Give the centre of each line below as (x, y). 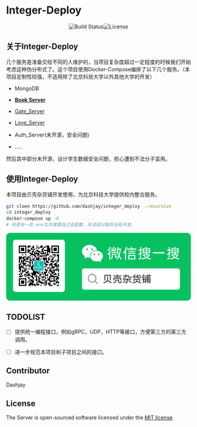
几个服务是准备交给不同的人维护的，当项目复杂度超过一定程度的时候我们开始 (98, 62)
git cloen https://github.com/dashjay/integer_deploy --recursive (89, 206)
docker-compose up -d (33, 219)
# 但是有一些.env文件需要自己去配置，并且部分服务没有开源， (71, 225)
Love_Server (30, 123)
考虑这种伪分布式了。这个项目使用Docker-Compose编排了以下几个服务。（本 (98, 69)
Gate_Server (30, 111)
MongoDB (27, 88)
